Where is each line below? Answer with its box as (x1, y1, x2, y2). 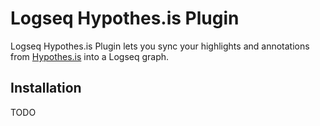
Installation (10, 80, 82, 97)
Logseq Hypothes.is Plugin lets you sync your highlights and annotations (10, 40, 310, 52)
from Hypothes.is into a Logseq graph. (10, 50, 170, 62)
